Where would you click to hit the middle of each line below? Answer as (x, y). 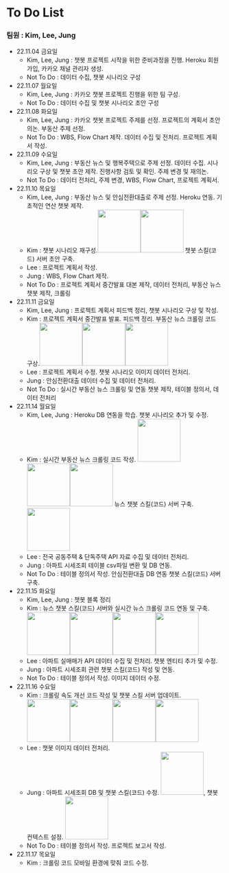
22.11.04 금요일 (37, 51)
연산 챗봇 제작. (64, 206)
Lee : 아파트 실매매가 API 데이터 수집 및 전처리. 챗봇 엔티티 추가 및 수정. (122, 661)
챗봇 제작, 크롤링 (49, 294)
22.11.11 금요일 (35, 302)
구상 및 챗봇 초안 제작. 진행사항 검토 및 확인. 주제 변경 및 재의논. (124, 171)
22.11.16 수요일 (36, 686)
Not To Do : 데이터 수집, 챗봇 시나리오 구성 (84, 77)
